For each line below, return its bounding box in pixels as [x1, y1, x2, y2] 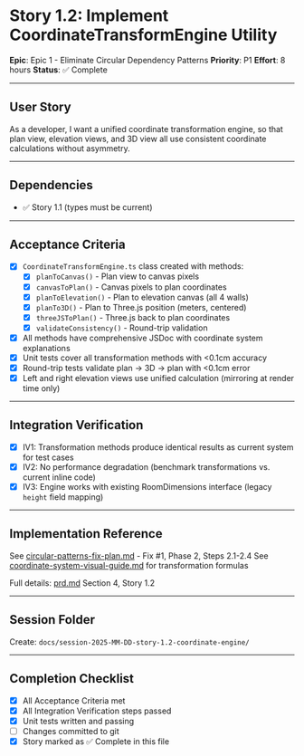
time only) [22, 383, 61, 394]
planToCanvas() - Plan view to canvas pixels [35, 271, 200, 282]
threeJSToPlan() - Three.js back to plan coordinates [35, 311, 231, 322]
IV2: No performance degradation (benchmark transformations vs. [22, 461, 271, 472]
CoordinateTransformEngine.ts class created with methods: [22, 261, 244, 272]
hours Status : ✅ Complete [9, 64, 109, 75]
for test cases [22, 452, 74, 463]
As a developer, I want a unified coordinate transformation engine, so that [9, 123, 283, 134]
